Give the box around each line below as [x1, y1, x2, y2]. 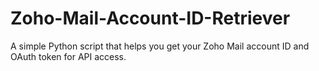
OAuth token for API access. [10, 50, 127, 62]
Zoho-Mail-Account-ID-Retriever [10, 7, 291, 30]
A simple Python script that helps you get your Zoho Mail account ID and [10, 40, 310, 52]
